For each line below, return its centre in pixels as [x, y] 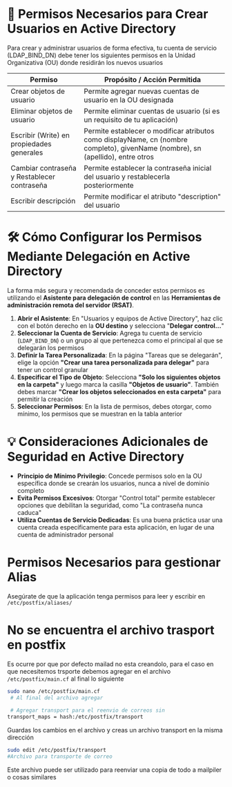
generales [27, 153]
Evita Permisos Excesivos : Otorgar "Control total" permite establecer [116, 498]
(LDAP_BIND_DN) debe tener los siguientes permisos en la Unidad [101, 55]
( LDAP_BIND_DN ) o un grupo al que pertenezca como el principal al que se [120, 340]
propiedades [31, 144]
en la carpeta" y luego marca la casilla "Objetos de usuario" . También [118, 384]
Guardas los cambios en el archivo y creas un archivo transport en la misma [115, 730]
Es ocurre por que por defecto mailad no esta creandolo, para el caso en [110, 664]
